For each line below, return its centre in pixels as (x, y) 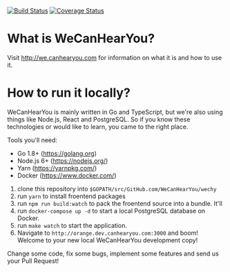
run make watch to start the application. (72, 225)
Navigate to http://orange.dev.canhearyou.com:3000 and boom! (108, 233)
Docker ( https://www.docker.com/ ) (67, 175)
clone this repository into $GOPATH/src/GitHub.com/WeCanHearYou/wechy (117, 188)
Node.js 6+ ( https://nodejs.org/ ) (63, 161)
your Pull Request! (33, 261)
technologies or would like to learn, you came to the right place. (98, 126)
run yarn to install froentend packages (71, 196)
